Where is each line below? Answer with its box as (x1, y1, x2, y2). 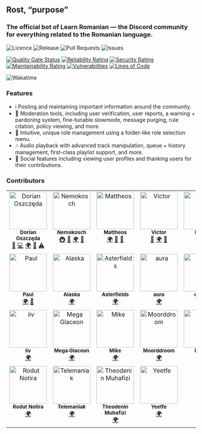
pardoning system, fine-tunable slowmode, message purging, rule (14, 116, 179, 123)
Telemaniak (57, 403, 86, 410)
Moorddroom (142, 347, 176, 354)
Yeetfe (151, 403, 167, 410)
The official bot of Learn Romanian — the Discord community (6, 23, 188, 31)
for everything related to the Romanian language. (6, 30, 153, 39)
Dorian (20, 229, 37, 236)
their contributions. (14, 161, 63, 168)
